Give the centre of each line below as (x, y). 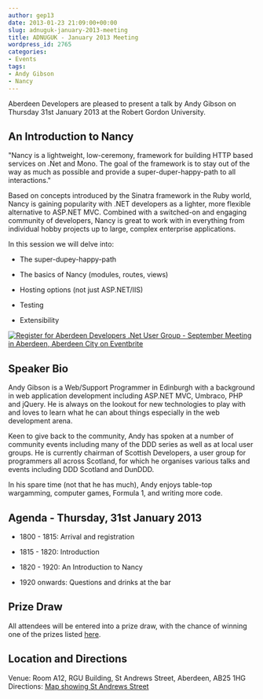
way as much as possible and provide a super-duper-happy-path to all (122, 172)
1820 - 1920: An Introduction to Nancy (81, 567)
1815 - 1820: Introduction (59, 551)
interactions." (29, 181)
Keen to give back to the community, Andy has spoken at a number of (121, 436)
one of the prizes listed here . (55, 634)
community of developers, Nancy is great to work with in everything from (126, 221)
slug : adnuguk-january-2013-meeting (68, 30)
